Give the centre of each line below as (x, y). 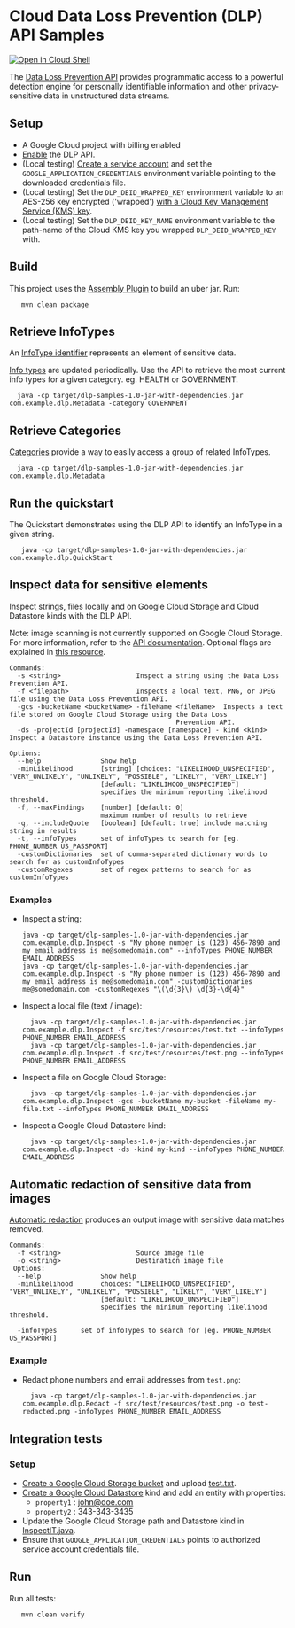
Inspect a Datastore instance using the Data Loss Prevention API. (136, 737)
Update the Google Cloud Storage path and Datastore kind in (133, 1521)
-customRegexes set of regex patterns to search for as (134, 869)
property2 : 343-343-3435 (84, 1511)
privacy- (264, 86)
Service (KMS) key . (57, 211)
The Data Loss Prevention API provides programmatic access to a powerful (146, 76)
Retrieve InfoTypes (62, 331)
